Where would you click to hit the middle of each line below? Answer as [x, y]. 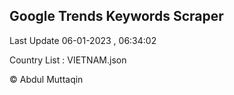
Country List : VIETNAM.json [68, 60]
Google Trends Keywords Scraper [116, 16]
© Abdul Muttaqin [46, 79]
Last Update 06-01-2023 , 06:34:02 [83, 40]
